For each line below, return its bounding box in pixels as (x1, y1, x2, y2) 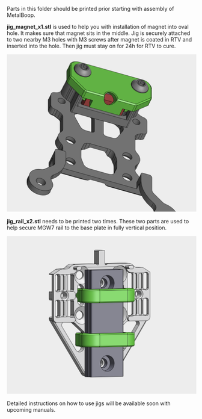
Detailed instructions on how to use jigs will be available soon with (7, 400, 171, 407)
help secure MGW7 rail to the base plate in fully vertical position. (7, 224, 167, 231)
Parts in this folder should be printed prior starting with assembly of (7, 5, 174, 12)
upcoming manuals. (7, 406, 56, 413)
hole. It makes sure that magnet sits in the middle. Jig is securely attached (7, 29, 191, 37)
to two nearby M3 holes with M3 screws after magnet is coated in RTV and (7, 36, 192, 43)
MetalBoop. (7, 11, 35, 19)
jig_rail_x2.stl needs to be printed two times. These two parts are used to (7, 218, 189, 225)
